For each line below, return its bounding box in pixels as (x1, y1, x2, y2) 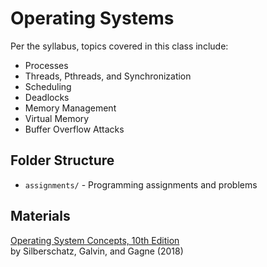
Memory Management (24, 102, 117, 114)
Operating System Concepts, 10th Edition (10, 234, 180, 246)
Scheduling (24, 80, 72, 92)
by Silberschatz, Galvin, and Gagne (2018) (10, 245, 184, 257)
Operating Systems (10, 7, 175, 30)
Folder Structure (10, 152, 115, 169)
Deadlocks (24, 91, 70, 103)
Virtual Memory (24, 112, 90, 124)
